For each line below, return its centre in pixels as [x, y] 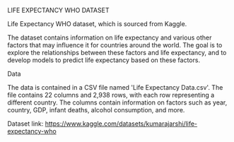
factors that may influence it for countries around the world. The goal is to [115, 45]
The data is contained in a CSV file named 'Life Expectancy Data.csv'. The [115, 87]
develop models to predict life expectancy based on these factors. [104, 60]
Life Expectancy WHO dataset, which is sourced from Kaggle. [97, 24]
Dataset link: [25, 124]
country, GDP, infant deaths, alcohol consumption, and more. [96, 110]
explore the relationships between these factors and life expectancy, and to [117, 53]
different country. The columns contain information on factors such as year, [117, 102]
